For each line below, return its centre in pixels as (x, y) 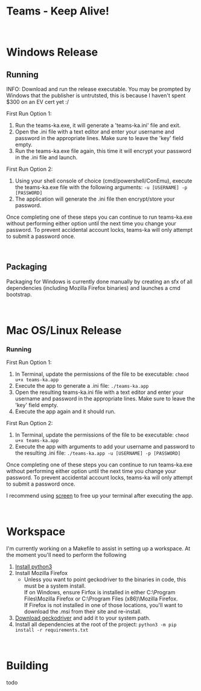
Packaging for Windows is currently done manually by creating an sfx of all (100, 281)
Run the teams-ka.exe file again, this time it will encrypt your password (103, 151)
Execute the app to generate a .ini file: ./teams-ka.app (82, 386)
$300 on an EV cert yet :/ (38, 101)
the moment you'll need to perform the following (66, 555)
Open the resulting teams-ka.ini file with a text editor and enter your (99, 392)
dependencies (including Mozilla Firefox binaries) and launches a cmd (93, 288)
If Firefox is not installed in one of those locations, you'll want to (103, 605)
